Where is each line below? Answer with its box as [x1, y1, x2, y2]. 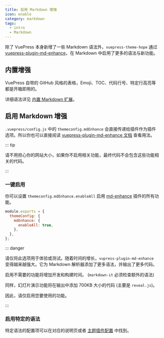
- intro [9, 25, 25, 30]
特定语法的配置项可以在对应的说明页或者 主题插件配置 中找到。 [5, 328, 132, 334]
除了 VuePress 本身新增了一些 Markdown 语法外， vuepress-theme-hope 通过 [5, 44, 158, 49]
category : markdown [5, 16, 45, 21]
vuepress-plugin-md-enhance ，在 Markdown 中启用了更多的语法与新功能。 [5, 50, 158, 56]
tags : [5, 21, 16, 26]
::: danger [5, 245, 24, 251]
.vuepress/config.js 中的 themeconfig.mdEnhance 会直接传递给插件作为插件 [5, 126, 156, 132]
